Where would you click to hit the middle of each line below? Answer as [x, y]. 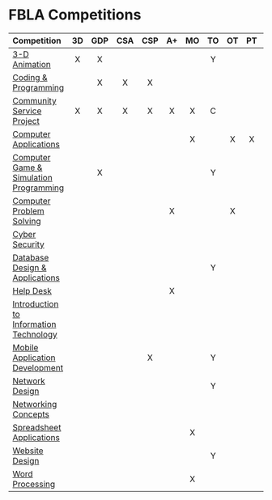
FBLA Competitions [75, 15]
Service [27, 111]
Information [34, 324]
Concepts [31, 414]
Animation [32, 64]
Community [34, 100]
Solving [27, 221]
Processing [34, 484]
